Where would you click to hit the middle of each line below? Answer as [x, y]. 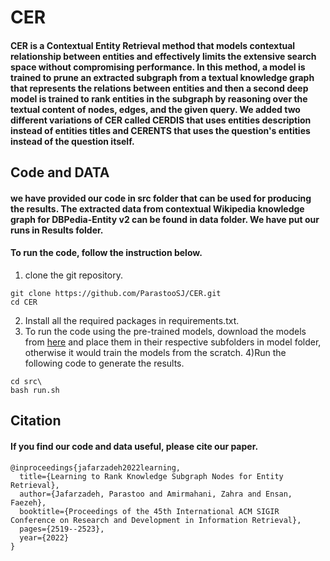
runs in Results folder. [57, 230]
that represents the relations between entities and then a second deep [159, 88]
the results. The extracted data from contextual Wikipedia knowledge [157, 208]
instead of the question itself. [72, 141]
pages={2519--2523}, [62, 529]
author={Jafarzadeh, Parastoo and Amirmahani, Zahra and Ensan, [156, 494]
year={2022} [44, 537]
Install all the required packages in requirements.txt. [132, 320]
